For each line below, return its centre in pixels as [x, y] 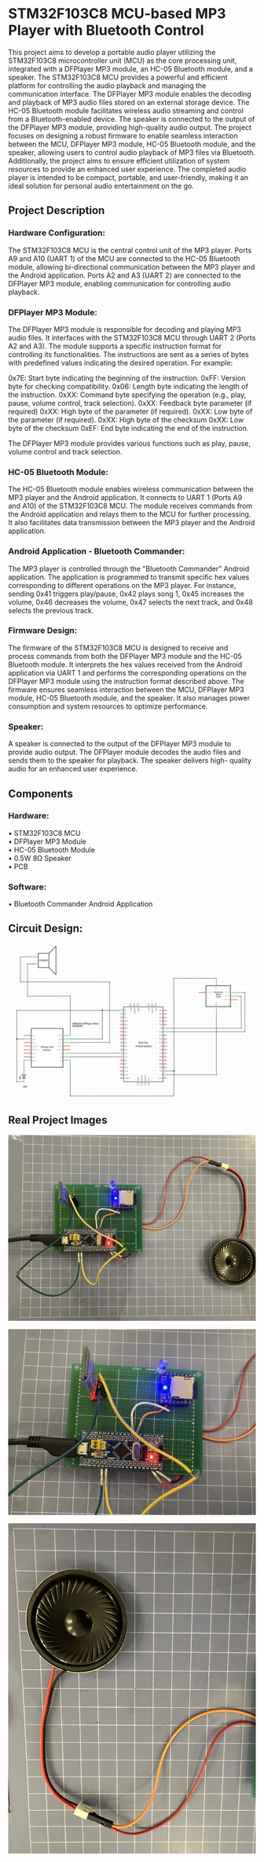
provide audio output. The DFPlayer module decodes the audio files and [125, 753]
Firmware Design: [43, 631]
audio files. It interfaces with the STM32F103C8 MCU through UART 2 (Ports [132, 337]
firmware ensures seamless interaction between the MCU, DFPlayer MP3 [126, 690]
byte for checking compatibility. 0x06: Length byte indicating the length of [128, 386]
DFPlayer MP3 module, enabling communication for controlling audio [119, 283]
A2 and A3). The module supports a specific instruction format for [115, 346]
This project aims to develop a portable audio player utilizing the [112, 52]
